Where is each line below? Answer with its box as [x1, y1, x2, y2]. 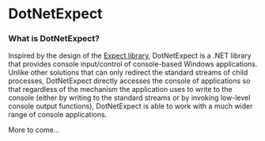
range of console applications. [8, 110, 108, 120]
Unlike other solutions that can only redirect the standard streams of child [8, 68, 248, 78]
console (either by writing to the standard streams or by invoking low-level [8, 93, 251, 103]
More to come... [8, 125, 60, 135]
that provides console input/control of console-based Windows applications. [8, 59, 258, 69]
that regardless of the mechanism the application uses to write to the [8, 85, 233, 94]
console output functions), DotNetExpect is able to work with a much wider [8, 101, 253, 111]
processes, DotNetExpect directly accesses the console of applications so [8, 76, 251, 86]
